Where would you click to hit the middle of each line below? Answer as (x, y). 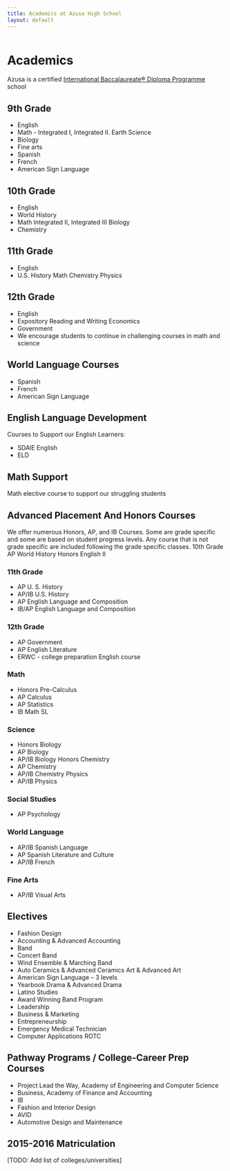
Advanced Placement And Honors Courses (101, 515)
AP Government (40, 642)
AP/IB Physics (37, 781)
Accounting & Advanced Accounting (69, 940)
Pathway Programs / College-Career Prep (98, 1058)
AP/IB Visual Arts (41, 895)
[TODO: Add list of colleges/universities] (65, 1160)
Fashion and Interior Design (56, 1107)
